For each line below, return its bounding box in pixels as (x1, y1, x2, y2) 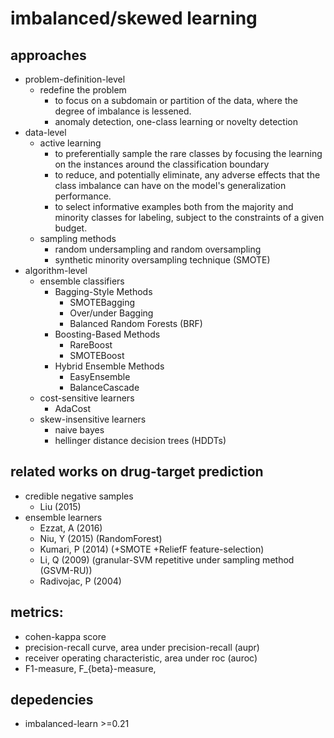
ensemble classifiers (39, 275, 125, 287)
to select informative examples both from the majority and (54, 201, 294, 212)
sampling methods (39, 233, 117, 244)
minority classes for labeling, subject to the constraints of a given (54, 212, 325, 223)
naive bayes (54, 424, 105, 436)
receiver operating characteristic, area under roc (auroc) (24, 652, 258, 664)
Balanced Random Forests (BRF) (69, 318, 203, 329)
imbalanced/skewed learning (10, 7, 258, 30)
